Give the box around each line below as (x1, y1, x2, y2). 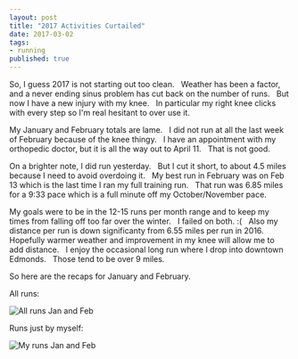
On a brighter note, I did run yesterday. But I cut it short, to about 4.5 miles (9, 161, 287, 171)
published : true (9, 54, 70, 63)
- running (9, 46, 46, 55)
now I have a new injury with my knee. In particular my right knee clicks (9, 98, 277, 108)
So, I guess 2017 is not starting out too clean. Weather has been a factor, (9, 79, 281, 89)
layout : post (9, 12, 58, 22)
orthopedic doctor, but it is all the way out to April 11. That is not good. (9, 143, 270, 154)
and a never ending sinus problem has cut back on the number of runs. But (9, 88, 290, 99)
